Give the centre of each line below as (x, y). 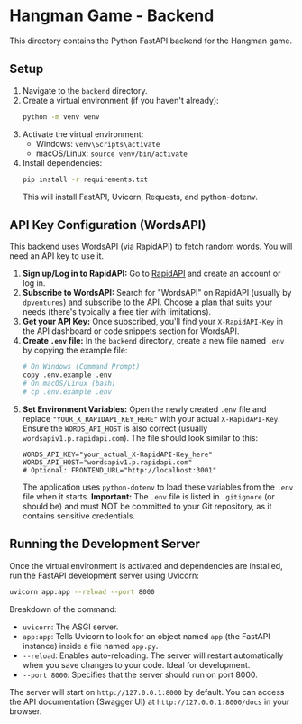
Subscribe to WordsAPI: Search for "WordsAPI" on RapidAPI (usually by (157, 293)
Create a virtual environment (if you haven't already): (120, 100)
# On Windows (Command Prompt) (81, 367)
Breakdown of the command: (63, 609)
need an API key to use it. (57, 256)
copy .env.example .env (67, 375)
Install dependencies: (62, 162)
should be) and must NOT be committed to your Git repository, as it (147, 506)
